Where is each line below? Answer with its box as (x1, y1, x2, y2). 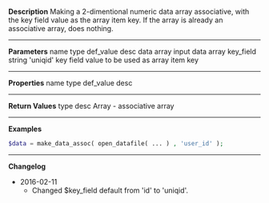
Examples (8, 124, 42, 133)
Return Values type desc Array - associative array (8, 101, 175, 110)
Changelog (8, 161, 46, 171)
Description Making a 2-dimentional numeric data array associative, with (8, 7, 250, 16)
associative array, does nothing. (8, 24, 114, 33)
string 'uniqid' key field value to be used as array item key (8, 55, 199, 65)
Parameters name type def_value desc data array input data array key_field (8, 47, 257, 56)
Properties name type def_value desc (8, 78, 133, 87)
